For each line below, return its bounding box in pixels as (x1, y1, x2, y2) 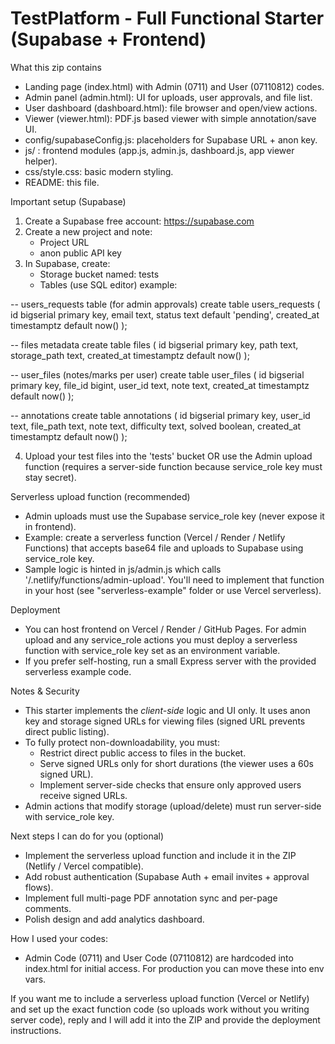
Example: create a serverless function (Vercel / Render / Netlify (24, 531, 286, 543)
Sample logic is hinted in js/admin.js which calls (24, 563, 222, 575)
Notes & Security (10, 685, 80, 697)
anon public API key (39, 247, 122, 259)
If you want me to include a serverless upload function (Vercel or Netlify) (10, 992, 310, 1004)
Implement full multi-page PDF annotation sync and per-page (24, 892, 278, 904)
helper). (24, 155, 58, 167)
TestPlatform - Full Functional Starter (10, 7, 325, 30)
